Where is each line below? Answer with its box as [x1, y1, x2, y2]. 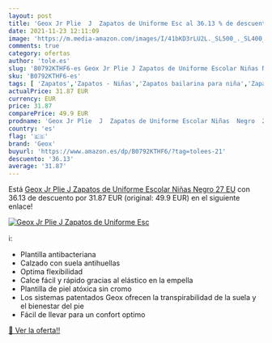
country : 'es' [8, 125, 57, 133]
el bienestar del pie [19, 301, 85, 311]
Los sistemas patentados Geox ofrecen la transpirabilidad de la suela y [19, 293, 257, 303]
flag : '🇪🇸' [8, 132, 49, 140]
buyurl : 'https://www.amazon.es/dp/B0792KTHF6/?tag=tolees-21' [8, 147, 227, 155]
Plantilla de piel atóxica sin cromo [19, 284, 132, 294]
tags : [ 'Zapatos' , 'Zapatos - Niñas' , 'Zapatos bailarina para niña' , [8, 79, 249, 87]
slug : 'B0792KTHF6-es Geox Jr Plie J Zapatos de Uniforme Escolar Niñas [8, 65, 259, 73]
